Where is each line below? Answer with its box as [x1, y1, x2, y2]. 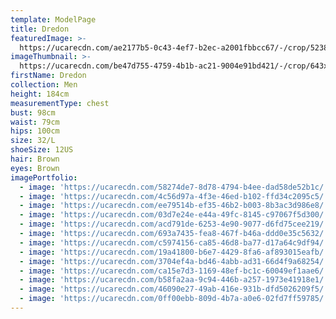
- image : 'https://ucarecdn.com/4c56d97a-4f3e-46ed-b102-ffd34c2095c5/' [19, 191, 329, 201]
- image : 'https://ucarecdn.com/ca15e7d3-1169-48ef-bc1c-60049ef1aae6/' [19, 266, 329, 276]
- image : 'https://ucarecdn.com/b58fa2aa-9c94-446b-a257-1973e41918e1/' [19, 275, 329, 285]
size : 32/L [10, 136, 56, 146]
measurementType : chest [10, 98, 110, 108]
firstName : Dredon [10, 71, 87, 81]
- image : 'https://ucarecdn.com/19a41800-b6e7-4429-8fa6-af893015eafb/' [19, 247, 329, 257]
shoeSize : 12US [10, 145, 74, 155]
